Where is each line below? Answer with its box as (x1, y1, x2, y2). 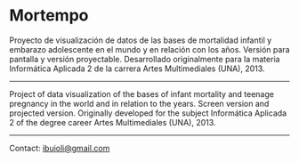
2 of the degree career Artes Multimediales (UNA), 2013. (9, 117, 216, 127)
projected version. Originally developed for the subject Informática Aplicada (9, 108, 287, 118)
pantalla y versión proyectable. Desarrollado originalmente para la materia (9, 53, 280, 64)
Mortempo (9, 5, 89, 26)
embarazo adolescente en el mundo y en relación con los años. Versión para (9, 44, 290, 54)
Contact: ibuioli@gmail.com (9, 142, 110, 153)
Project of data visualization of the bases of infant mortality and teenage (9, 88, 274, 99)
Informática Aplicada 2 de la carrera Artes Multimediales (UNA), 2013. (9, 63, 265, 74)
